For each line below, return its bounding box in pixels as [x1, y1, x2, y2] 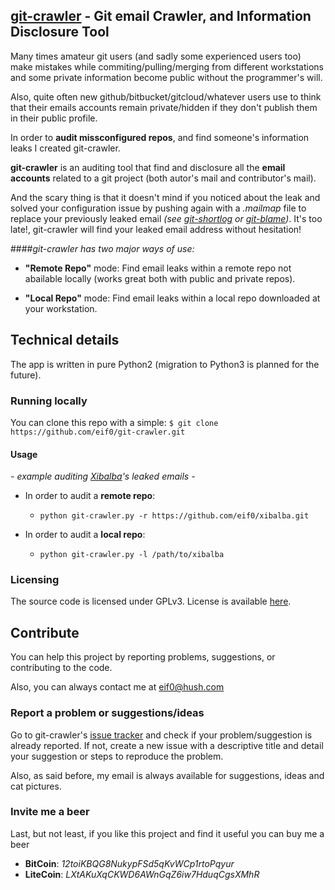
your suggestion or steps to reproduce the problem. [10, 750, 224, 762]
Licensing [10, 573, 60, 587]
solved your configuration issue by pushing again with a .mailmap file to [10, 202, 307, 214]
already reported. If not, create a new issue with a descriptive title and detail [10, 739, 324, 751]
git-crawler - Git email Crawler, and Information [10, 8, 312, 25]
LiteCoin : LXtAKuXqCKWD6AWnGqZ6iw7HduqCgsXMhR [24, 868, 260, 880]
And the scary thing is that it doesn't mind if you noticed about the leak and [10, 191, 321, 203]
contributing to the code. [10, 662, 113, 674]
